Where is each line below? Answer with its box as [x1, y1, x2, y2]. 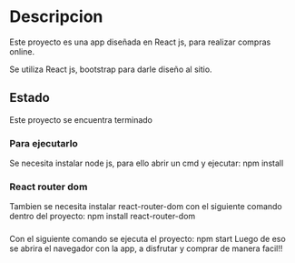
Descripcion [9, 6, 103, 27]
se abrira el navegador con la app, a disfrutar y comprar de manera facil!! [9, 243, 283, 254]
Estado [9, 90, 50, 106]
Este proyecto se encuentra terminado [9, 114, 152, 125]
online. [9, 46, 34, 56]
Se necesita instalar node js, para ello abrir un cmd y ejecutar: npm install [9, 157, 284, 169]
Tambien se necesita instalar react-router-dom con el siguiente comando [9, 201, 283, 212]
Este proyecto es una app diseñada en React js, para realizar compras [9, 36, 271, 47]
